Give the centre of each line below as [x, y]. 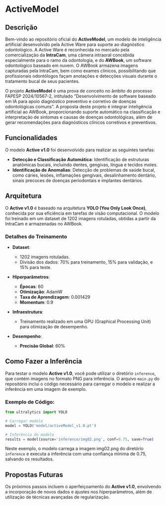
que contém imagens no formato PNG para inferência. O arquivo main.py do [82, 378]
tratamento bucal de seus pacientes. [43, 81]
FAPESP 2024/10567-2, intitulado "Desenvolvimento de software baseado [81, 96]
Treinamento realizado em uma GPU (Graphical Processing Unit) [85, 321]
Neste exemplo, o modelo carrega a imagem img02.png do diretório [74, 449]
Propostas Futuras [34, 475]
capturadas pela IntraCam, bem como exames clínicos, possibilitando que [81, 71]
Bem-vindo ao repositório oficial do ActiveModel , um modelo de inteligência [83, 39]
